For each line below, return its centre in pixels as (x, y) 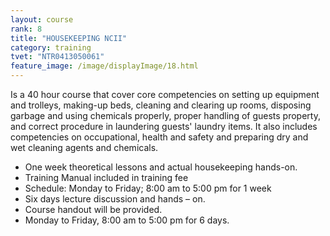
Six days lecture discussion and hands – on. (115, 199)
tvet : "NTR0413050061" (57, 57)
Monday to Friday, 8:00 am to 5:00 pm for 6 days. (127, 220)
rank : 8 (26, 29)
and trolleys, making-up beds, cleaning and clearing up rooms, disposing (161, 105)
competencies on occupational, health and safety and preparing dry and (159, 137)
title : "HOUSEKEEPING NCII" (69, 38)
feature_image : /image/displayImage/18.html (104, 66)
